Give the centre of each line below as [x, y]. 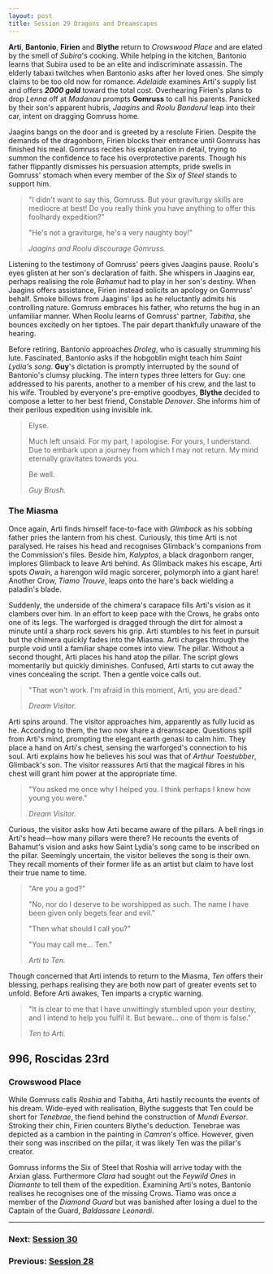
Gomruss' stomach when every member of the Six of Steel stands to [123, 175]
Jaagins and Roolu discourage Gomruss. [97, 248]
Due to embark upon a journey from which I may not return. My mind [143, 449]
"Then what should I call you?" [80, 928]
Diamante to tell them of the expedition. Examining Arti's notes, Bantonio [130, 1184]
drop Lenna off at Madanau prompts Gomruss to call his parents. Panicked [134, 99]
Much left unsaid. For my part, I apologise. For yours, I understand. [140, 441]
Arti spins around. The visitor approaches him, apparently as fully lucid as [132, 721]
